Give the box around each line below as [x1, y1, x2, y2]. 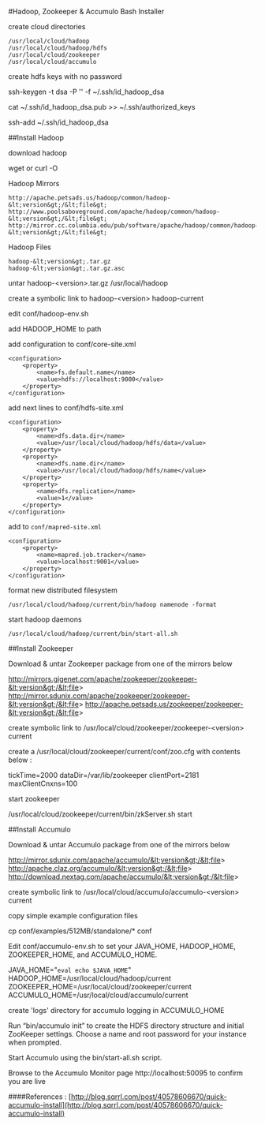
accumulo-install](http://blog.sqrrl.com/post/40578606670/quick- [8, 1101, 223, 1109]
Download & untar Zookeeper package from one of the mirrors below [8, 659, 233, 668]
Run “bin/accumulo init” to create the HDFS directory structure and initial [8, 1021, 244, 1030]
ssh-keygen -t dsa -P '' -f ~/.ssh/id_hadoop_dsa [8, 87, 165, 96]
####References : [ [8, 1092, 72, 1101]
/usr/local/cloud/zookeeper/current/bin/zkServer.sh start [8, 809, 192, 819]
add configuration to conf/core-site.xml [8, 339, 136, 349]
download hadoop [8, 148, 67, 157]
